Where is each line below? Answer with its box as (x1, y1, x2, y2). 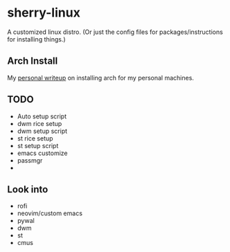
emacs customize (17, 149, 68, 157)
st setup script (17, 141, 59, 150)
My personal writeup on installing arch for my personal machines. (7, 73, 194, 82)
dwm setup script (17, 127, 68, 135)
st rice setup (17, 134, 53, 143)
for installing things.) (7, 35, 66, 43)
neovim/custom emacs (17, 209, 83, 217)
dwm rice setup (17, 119, 62, 127)
